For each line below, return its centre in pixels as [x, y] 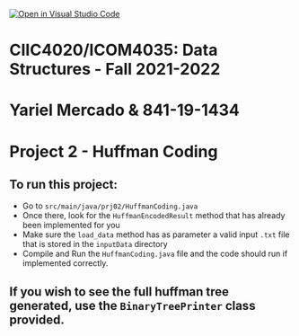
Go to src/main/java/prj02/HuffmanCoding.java [110, 206]
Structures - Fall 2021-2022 [115, 70]
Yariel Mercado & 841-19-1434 [124, 110]
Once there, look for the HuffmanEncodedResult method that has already [154, 216]
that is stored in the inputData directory [95, 244]
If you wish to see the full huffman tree [119, 292]
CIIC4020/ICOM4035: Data [114, 50]
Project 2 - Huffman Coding [114, 151]
